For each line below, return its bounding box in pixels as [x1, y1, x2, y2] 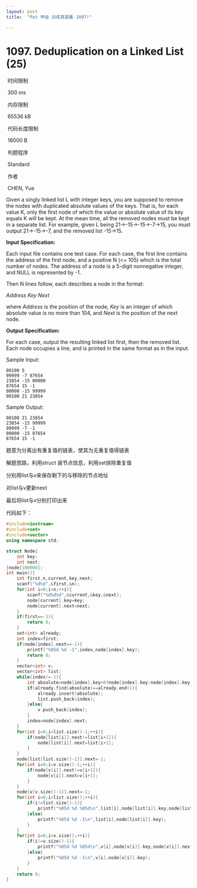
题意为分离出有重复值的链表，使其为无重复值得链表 [6, 447, 130, 454]
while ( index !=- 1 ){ [16, 674, 62, 680]
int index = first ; [16, 635, 59, 642]
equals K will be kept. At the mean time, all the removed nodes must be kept [6, 215, 189, 222]
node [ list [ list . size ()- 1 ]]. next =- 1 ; [16, 756, 107, 763]
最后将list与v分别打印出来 [6, 497, 67, 504]
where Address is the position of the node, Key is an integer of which [6, 303, 173, 310]
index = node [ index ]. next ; [27, 718, 88, 724]
